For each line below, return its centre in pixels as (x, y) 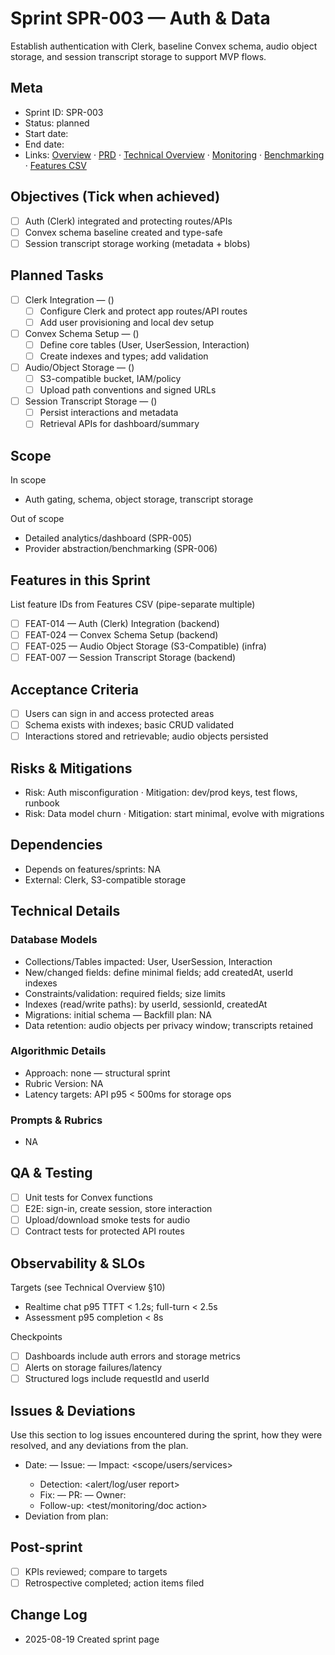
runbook (42, 803)
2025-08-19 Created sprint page (92, 1639)
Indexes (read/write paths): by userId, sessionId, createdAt (146, 1004)
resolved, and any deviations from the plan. (99, 1445)
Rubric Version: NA (64, 1083)
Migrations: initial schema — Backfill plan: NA (118, 1014)
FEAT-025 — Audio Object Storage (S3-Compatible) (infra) (145, 646)
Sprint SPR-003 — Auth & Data (140, 18)
